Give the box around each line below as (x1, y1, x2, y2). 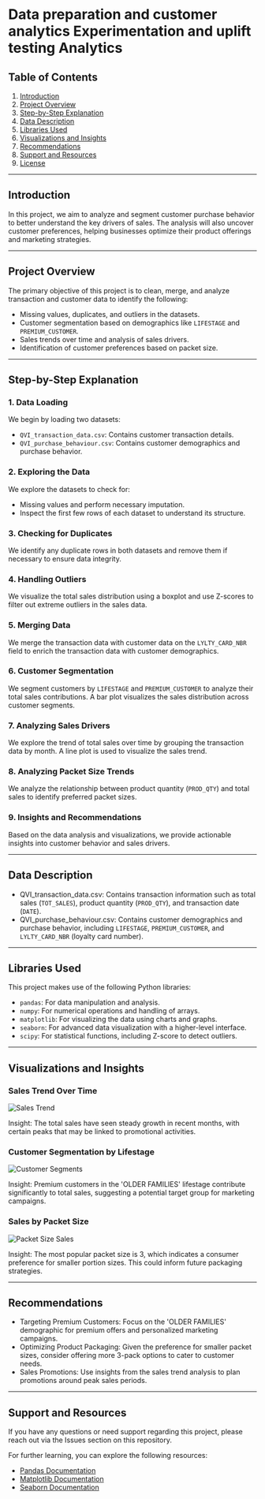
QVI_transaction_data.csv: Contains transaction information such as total (19, 889, 256, 899)
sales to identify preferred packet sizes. (8, 792, 137, 802)
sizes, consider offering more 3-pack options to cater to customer (19, 1351, 235, 1360)
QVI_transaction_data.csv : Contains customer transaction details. (19, 430, 234, 439)
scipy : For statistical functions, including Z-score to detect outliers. (19, 1031, 238, 1041)
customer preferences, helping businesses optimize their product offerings (8, 226, 252, 236)
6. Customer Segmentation (8, 666, 114, 677)
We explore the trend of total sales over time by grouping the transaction (8, 738, 244, 748)
